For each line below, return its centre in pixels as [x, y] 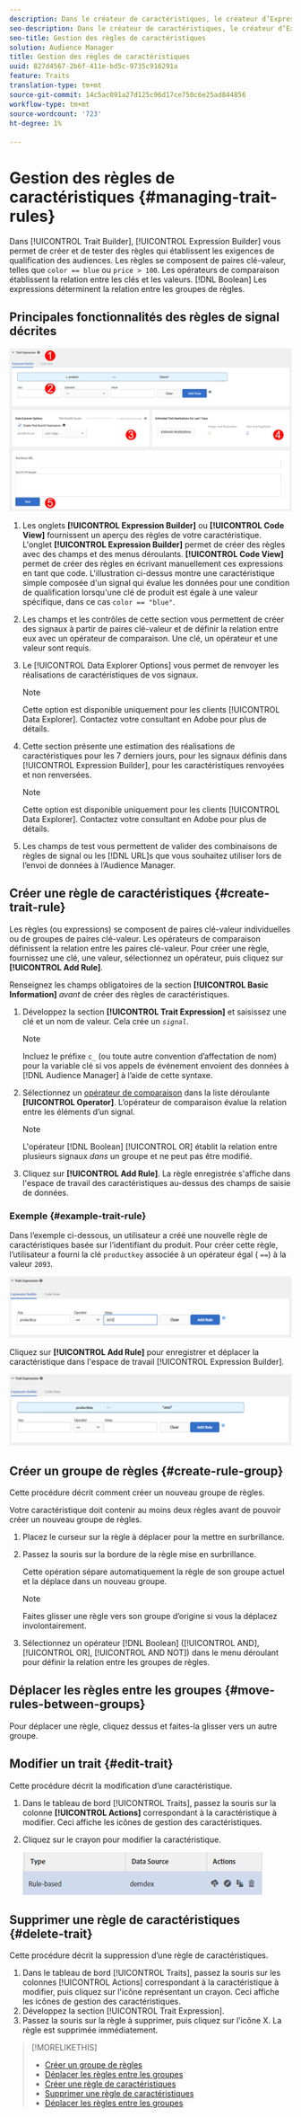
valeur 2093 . [31, 1263]
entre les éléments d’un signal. [79, 1112]
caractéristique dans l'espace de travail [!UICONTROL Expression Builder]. [147, 1361]
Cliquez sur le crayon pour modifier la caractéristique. [121, 1839]
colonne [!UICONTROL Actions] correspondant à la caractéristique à [150, 1812]
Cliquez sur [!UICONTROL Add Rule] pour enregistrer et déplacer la [134, 1351]
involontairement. [54, 1625]
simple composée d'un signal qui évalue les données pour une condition [156, 582]
